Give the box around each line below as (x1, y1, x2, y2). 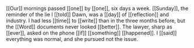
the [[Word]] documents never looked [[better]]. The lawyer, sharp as (6, 23, 173, 30)
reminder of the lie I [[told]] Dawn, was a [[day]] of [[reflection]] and (6, 11, 169, 18)
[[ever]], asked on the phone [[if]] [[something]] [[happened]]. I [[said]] (6, 29, 177, 36)
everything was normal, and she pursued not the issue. (6, 36, 139, 42)
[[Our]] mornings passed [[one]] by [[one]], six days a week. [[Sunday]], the (6, 5, 189, 12)
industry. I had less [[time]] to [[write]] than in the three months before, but (6, 17, 185, 24)
